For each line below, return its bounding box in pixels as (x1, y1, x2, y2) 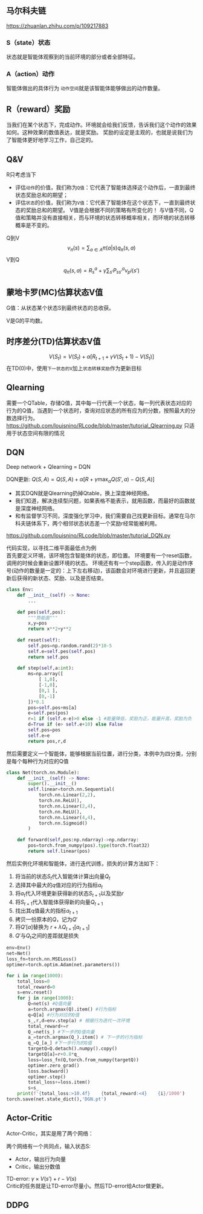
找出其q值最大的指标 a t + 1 (14, 907, 79, 916)
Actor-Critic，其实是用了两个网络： (6, 1129, 94, 1137)
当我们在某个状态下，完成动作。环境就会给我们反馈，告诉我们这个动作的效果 (6, 121, 197, 129)
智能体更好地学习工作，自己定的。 (11, 136, 97, 144)
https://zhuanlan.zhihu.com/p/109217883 (6, 22, 109, 29)
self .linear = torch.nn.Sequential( (28, 786, 115, 792)
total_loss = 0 (17, 978, 50, 984)
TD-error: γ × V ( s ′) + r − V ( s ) (6, 1175, 77, 1182)
